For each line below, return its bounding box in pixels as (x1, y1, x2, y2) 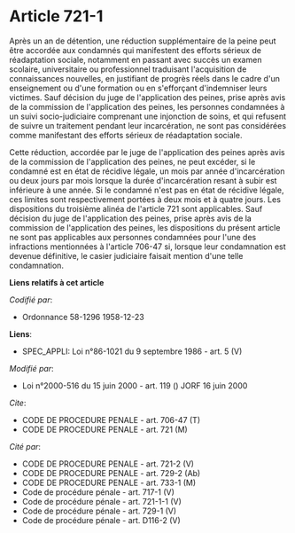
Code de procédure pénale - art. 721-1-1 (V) (21, 496, 182, 506)
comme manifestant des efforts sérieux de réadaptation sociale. (9, 129, 243, 140)
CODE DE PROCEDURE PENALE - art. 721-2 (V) (21, 459, 195, 469)
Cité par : (9, 441, 42, 451)
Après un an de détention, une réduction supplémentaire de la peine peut (9, 35, 276, 46)
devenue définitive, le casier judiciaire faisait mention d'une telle (9, 250, 244, 261)
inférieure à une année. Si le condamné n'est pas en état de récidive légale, (9, 184, 284, 195)
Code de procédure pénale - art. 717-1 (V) (21, 486, 175, 498)
